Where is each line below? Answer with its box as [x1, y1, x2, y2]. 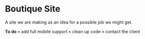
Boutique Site [5, 3, 61, 14]
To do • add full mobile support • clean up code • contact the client [5, 28, 141, 34]
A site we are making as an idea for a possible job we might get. [5, 19, 132, 25]
